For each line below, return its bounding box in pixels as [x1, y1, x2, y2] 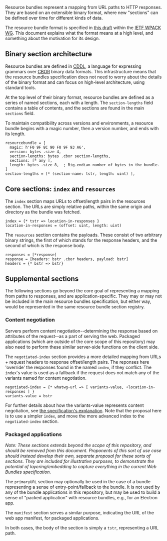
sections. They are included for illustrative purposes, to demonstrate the [5, 458, 154, 464]
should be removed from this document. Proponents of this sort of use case [5, 448, 161, 454]
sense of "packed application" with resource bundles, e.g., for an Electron [5, 495, 157, 501]
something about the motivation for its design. [5, 35, 100, 41]
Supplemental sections [5, 275, 79, 283]
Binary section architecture [5, 50, 92, 58]
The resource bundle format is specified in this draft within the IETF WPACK [5, 25, 161, 31]
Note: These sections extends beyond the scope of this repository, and [5, 442, 151, 449]
